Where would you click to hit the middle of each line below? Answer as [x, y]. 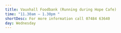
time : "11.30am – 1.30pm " [32, 14]
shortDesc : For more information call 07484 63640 [58, 18]
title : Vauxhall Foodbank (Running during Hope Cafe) [61, 9]
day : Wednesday [20, 23]
